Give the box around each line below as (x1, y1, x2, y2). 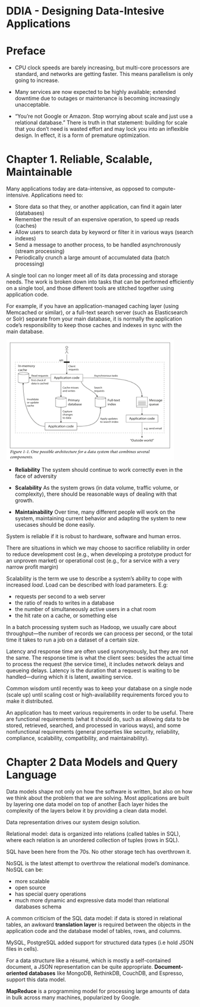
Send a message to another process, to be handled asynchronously (14, 241, 181, 249)
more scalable (14, 878, 50, 884)
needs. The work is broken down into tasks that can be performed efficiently (6, 278, 194, 285)
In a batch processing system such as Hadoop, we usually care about (6, 624, 177, 631)
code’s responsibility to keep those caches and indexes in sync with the (6, 322, 182, 329)
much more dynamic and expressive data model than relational (14, 897, 170, 904)
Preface (6, 44, 46, 58)
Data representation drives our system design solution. (6, 819, 141, 826)
